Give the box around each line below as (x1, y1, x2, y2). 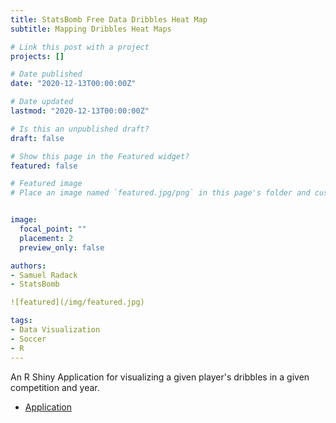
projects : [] (10, 51, 65, 61)
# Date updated (10, 97, 74, 107)
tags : (10, 316, 33, 326)
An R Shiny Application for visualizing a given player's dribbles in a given (10, 371, 310, 383)
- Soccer (10, 334, 47, 344)
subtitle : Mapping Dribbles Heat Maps (10, 24, 172, 34)
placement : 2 (19, 233, 74, 243)
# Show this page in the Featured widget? (10, 151, 190, 161)
